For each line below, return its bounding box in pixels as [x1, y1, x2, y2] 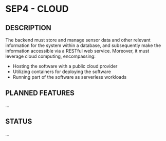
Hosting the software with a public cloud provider [12, 63, 118, 69]
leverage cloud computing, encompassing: [5, 53, 96, 59]
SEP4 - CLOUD [5, 3, 69, 15]
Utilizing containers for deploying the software [12, 68, 112, 75]
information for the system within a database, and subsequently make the [5, 42, 161, 49]
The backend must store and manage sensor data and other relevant [5, 37, 151, 43]
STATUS [5, 117, 32, 126]
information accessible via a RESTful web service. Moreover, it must [5, 48, 150, 54]
